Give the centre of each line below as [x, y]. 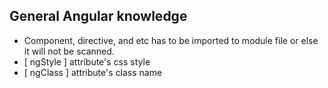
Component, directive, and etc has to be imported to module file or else [171, 40]
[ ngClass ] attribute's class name [93, 72]
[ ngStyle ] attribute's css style [87, 61]
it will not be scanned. [69, 51]
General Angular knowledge [98, 16]
